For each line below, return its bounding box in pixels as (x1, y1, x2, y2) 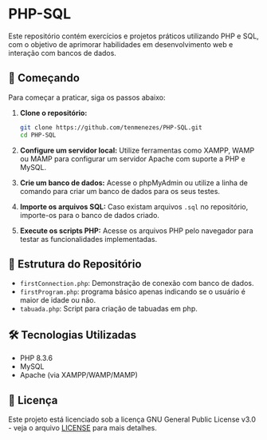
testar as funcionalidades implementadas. (19, 234, 158, 244)
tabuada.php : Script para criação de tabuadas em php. (19, 304, 198, 314)
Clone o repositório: (19, 108, 88, 117)
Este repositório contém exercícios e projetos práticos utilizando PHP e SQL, (8, 31, 259, 41)
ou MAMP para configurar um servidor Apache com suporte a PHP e (19, 153, 245, 164)
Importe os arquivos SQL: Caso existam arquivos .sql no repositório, (19, 201, 249, 212)
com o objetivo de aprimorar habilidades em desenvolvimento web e (8, 39, 234, 49)
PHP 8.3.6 (19, 353, 53, 363)
